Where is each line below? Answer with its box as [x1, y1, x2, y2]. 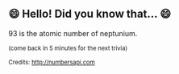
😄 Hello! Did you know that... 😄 [8, 7, 172, 21]
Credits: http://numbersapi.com [8, 58, 95, 66]
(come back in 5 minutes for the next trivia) [8, 44, 127, 52]
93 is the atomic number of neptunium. [8, 28, 138, 38]
